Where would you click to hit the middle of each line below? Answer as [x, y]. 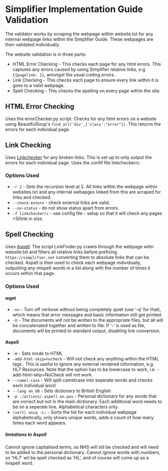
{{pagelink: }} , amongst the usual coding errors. [64, 74]
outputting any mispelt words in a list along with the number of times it [78, 268]
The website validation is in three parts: [46, 54]
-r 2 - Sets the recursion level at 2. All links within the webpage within [85, 186]
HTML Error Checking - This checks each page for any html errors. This [87, 64]
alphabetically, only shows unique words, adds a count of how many [83, 417]
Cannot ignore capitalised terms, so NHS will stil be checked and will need [82, 447]
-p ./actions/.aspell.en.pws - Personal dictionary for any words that [85, 396]
